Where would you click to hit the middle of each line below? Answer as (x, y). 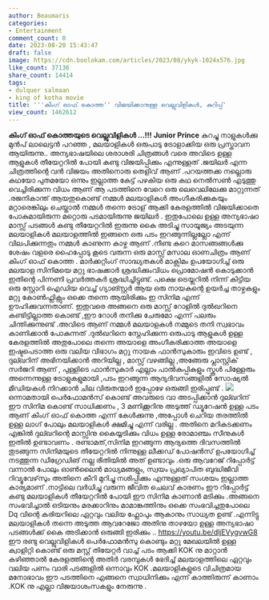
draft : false (30, 53)
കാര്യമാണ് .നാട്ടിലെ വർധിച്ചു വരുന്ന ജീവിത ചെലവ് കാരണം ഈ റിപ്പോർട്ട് (129, 487)
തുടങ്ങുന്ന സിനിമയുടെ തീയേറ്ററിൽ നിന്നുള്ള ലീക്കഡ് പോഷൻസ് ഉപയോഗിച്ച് (132, 451)
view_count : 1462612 (43, 113)
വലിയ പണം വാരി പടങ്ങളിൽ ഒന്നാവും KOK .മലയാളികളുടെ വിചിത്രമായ (125, 568)
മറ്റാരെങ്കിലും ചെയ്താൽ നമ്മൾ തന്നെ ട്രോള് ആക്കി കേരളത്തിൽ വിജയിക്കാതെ (134, 207)
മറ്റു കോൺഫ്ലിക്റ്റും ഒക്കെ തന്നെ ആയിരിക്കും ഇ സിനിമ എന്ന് (104, 297)
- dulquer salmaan (39, 90)
